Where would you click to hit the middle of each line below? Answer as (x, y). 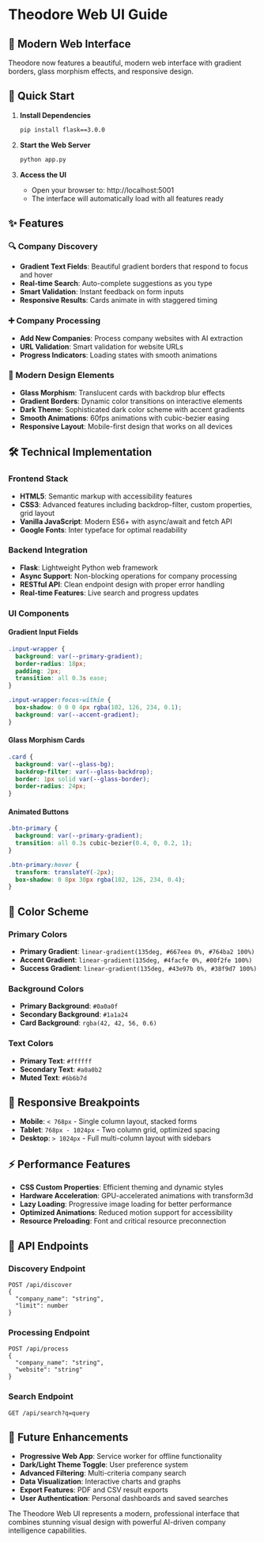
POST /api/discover (40, 1285)
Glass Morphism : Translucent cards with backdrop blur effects (122, 392)
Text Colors (31, 1044)
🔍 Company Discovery (53, 246)
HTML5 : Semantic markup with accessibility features (106, 496)
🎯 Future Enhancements (68, 1437)
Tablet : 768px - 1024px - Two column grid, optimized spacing (120, 1130)
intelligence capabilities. (47, 1530)
